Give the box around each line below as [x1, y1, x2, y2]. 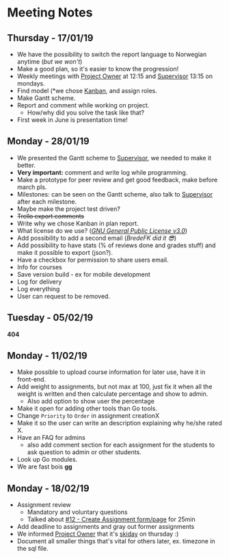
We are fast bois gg [16, 462, 73, 471]
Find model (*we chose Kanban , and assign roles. [16, 87, 157, 95]
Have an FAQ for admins [16, 434, 85, 442]
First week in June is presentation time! [16, 116, 128, 124]
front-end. [16, 375, 46, 384]
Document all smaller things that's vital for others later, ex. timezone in [16, 537, 215, 545]
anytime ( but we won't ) [16, 58, 83, 66]
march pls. [16, 183, 47, 191]
